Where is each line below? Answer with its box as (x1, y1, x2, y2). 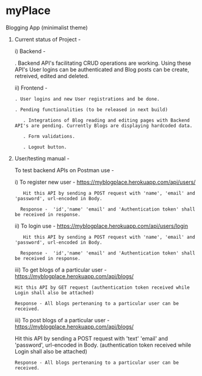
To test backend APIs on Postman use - (14, 166, 114, 174)
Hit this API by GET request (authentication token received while (14, 284, 190, 291)
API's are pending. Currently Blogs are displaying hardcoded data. (14, 123, 193, 129)
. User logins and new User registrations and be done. (14, 96, 160, 102)
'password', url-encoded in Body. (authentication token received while (14, 341, 192, 349)
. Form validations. (23, 133, 76, 139)
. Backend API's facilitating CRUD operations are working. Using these (14, 59, 192, 67)
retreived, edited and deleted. (14, 72, 89, 79)
